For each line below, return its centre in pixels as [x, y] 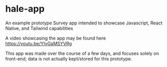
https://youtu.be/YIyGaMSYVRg [39, 43]
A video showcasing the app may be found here [56, 38]
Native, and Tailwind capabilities [39, 28]
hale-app [25, 9]
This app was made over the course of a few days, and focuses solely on [82, 53]
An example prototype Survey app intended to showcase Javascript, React [84, 23]
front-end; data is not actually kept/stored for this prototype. [69, 58]
